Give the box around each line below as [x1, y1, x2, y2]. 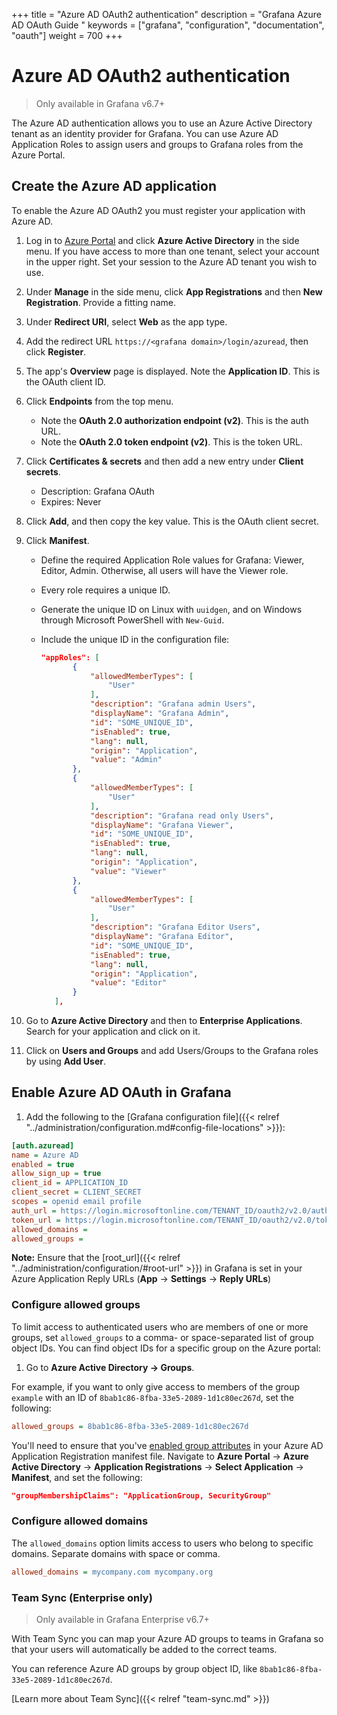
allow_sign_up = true [11, 1169, 102, 1179]
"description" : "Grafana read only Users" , [90, 810, 274, 821]
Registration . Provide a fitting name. [25, 296, 176, 308]
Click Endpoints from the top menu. [25, 395, 174, 407]
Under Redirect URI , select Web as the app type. [25, 315, 228, 328]
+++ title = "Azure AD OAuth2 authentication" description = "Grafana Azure [11, 9, 323, 20]
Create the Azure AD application [11, 178, 218, 195]
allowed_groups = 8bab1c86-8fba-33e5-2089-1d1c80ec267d [11, 1421, 249, 1431]
